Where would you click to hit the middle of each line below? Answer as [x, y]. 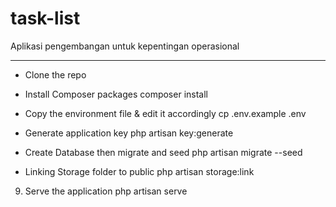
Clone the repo [55, 74]
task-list [45, 18]
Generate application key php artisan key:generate [129, 133]
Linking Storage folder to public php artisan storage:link [139, 171]
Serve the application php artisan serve [106, 191]
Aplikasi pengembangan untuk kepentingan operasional [125, 46]
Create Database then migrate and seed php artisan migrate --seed [163, 152]
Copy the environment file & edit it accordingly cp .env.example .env [165, 113]
